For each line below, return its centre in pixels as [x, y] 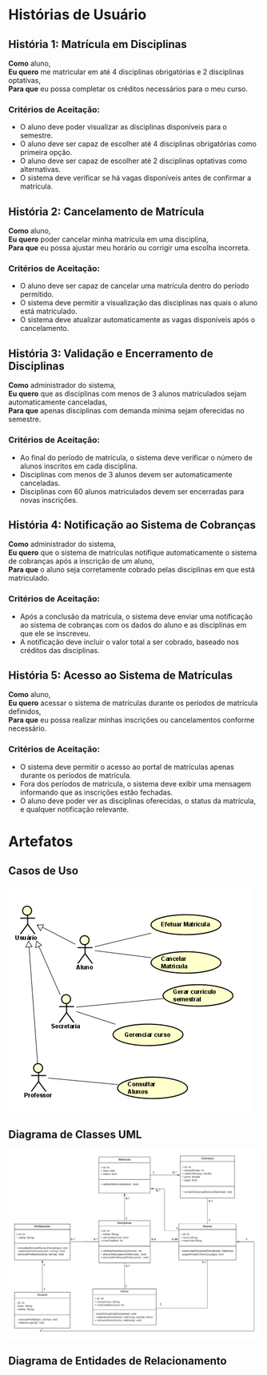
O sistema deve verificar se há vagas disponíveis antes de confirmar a [135, 178]
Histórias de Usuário [78, 15]
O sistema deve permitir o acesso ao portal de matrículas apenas [127, 767]
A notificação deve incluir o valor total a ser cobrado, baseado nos [130, 642]
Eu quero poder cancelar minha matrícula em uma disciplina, [109, 239]
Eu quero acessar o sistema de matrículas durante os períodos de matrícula [133, 703]
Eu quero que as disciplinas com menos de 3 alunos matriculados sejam [128, 394]
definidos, [25, 711]
